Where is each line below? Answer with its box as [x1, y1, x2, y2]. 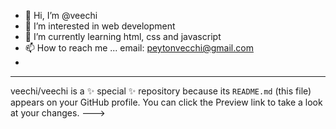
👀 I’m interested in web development [24, 20, 176, 32]
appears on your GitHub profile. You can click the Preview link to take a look [10, 96, 323, 108]
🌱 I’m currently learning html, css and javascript [24, 31, 222, 42]
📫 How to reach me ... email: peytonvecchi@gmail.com [24, 42, 254, 54]
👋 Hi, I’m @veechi [24, 10, 98, 21]
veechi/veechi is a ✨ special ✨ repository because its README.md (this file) [10, 85, 312, 97]
